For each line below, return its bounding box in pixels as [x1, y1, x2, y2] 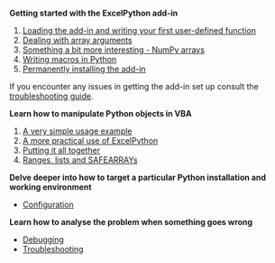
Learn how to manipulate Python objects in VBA [9, 108, 192, 118]
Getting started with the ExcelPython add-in [9, 8, 179, 18]
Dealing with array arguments [22, 35, 133, 45]
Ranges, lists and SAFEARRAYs [22, 155, 138, 165]
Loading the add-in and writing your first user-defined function [22, 25, 257, 35]
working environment [9, 182, 92, 193]
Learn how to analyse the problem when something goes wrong [9, 217, 253, 227]
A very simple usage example [22, 126, 133, 136]
